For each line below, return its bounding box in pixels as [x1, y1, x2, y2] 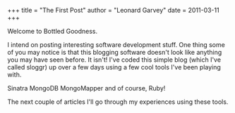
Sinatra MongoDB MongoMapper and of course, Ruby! [7, 84, 166, 92]
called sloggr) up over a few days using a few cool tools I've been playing [7, 63, 221, 71]
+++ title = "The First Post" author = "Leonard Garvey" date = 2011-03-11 [7, 6, 220, 14]
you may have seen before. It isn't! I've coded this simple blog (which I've [7, 55, 221, 64]
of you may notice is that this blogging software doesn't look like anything [7, 48, 222, 56]
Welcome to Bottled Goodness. [7, 27, 97, 35]
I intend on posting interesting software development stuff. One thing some [7, 41, 226, 48]
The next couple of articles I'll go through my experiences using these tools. [7, 98, 229, 106]
